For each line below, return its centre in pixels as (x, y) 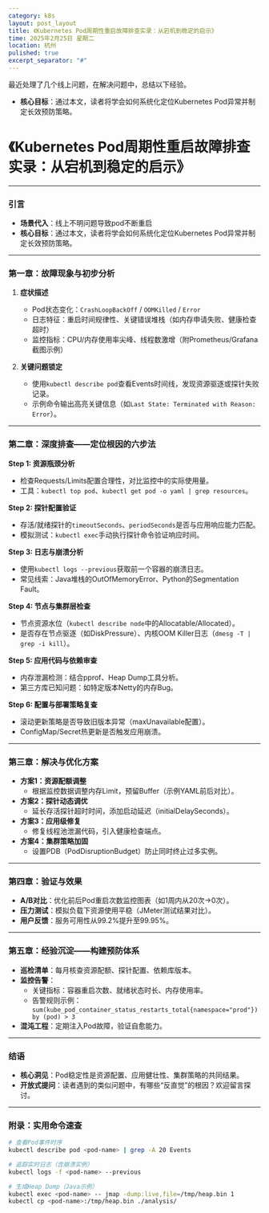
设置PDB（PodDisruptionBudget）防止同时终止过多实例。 (127, 851)
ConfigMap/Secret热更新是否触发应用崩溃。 (92, 731)
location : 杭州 (32, 46)
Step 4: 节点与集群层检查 (50, 606)
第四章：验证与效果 (45, 881)
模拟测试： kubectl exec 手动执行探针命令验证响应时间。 (112, 534)
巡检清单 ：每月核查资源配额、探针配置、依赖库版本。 (108, 970)
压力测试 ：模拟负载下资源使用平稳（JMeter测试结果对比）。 (118, 911)
